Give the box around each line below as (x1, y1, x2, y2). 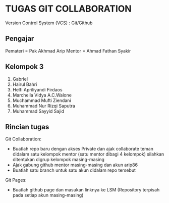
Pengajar (5, 34, 34, 43)
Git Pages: (5, 177, 27, 183)
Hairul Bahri (12, 81, 37, 87)
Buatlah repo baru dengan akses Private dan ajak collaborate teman (12, 146, 154, 152)
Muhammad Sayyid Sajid (12, 108, 65, 114)
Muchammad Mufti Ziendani (12, 97, 72, 104)
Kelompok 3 (5, 63, 44, 71)
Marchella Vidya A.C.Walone (12, 92, 72, 98)
